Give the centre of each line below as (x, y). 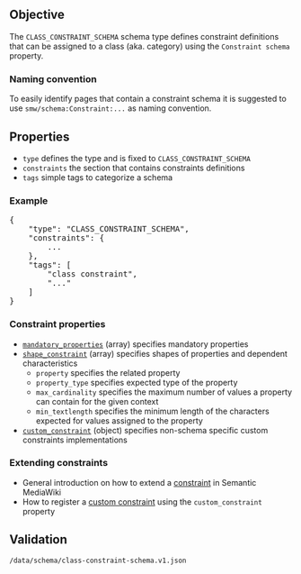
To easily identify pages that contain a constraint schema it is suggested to (148, 99)
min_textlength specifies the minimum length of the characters (152, 411)
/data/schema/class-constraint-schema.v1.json (98, 560)
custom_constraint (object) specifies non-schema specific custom (145, 430)
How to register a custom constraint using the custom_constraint (142, 501)
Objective (37, 15)
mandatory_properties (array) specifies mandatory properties (135, 344)
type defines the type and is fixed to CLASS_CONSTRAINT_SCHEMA (137, 158)
